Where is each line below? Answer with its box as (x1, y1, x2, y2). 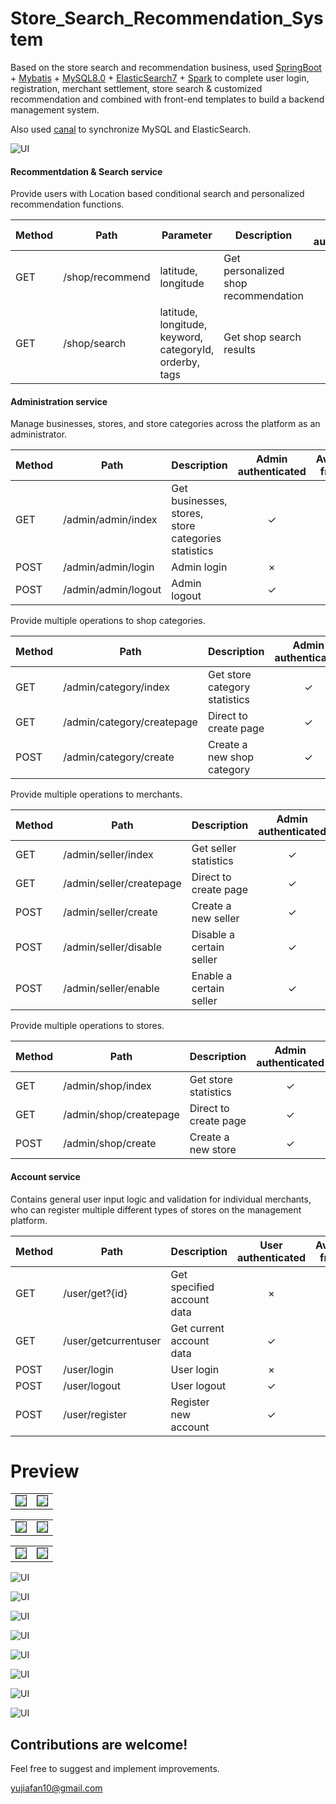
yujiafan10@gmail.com (10, 1782, 103, 1794)
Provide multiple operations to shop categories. (10, 615, 206, 627)
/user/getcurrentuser (63, 1333, 162, 1347)
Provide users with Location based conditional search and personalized (10, 188, 305, 200)
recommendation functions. (10, 198, 125, 211)
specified (170, 1280, 215, 1294)
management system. (10, 103, 100, 116)
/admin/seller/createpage (63, 877, 182, 891)
